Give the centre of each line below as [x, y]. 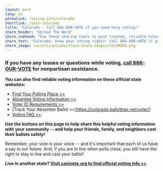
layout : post [18, 9]
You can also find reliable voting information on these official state [73, 79]
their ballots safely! [25, 134]
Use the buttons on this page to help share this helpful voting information [80, 124]
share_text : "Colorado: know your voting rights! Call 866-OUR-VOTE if [79, 41]
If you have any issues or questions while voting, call [68, 63]
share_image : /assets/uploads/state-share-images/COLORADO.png [70, 46]
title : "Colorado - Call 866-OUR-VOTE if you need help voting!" [72, 28]
